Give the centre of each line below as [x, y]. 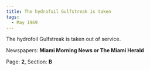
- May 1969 [25, 22]
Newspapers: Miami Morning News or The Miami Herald [75, 50]
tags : [13, 17]
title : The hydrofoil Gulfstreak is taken [59, 11]
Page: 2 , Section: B [29, 62]
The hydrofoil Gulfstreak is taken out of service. [64, 39]
